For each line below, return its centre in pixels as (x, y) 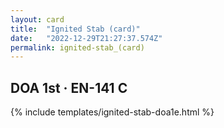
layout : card (37, 19)
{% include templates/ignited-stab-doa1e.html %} (112, 112)
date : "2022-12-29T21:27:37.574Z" (86, 38)
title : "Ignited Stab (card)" (75, 29)
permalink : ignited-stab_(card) (77, 47)
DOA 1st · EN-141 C (69, 87)
